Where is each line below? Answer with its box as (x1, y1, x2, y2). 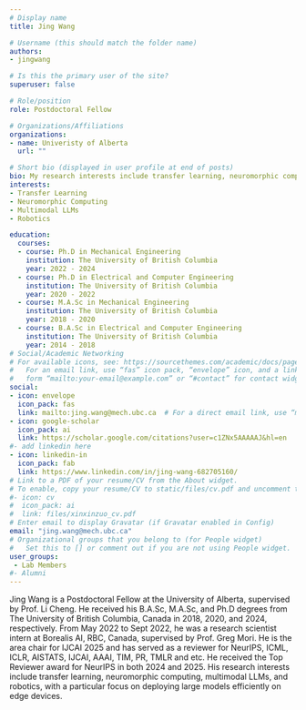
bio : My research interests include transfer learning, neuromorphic (9, 172, 280, 181)
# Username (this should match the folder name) (9, 38, 198, 47)
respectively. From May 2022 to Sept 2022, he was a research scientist (9, 623, 278, 634)
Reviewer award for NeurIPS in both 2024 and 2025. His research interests (9, 662, 290, 673)
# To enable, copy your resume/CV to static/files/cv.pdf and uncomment (9, 484, 291, 493)
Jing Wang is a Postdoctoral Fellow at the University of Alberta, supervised (9, 593, 291, 605)
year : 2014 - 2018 (25, 340, 96, 350)
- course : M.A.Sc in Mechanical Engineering (17, 298, 189, 308)
